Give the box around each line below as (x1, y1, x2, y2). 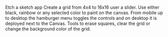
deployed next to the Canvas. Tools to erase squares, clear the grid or (5, 20, 150, 26)
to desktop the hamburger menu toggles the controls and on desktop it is (5, 15, 157, 21)
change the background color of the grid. (5, 26, 91, 32)
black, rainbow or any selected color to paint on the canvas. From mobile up (5, 10, 163, 16)
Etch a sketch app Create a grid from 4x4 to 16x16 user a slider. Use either (5, 5, 160, 10)
